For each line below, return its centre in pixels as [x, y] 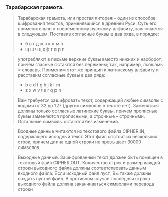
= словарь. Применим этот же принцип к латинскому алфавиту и [88, 70]
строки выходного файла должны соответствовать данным [82, 168]
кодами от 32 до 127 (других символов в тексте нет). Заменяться [88, 106]
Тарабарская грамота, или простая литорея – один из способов [87, 18]
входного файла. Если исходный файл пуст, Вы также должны [84, 173]
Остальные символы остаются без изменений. [68, 122]
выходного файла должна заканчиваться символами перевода [86, 184]
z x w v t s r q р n [43, 90]
